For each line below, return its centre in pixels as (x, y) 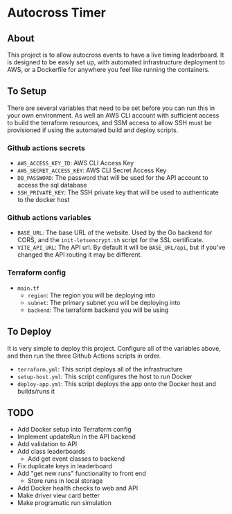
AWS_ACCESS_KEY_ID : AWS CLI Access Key (75, 163)
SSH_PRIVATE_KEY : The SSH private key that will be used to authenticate (118, 192)
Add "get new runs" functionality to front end (82, 474)
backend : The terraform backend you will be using (98, 310)
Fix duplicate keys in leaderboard (65, 466)
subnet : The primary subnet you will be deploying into (104, 302)
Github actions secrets (46, 148)
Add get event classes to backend (76, 459)
